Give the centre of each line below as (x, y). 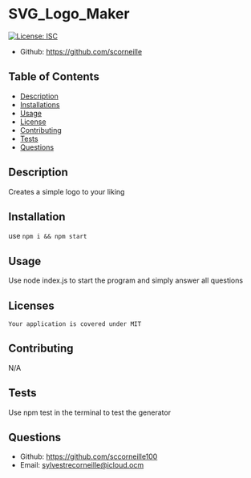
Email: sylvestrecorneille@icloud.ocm (82, 465)
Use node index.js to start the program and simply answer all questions (125, 280)
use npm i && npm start (48, 236)
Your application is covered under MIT (75, 324)
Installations (40, 104)
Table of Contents (54, 77)
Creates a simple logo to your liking (67, 191)
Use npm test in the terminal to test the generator (89, 412)
